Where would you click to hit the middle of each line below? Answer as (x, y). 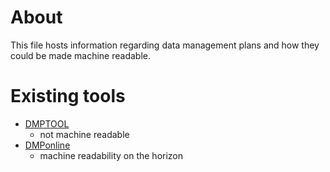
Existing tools (68, 96)
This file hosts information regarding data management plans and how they (165, 45)
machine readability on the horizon (111, 155)
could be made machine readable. (80, 55)
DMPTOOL (47, 123)
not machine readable (84, 134)
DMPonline (47, 145)
